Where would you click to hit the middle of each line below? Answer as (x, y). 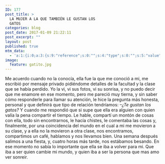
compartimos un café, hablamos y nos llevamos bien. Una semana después (82, 136)
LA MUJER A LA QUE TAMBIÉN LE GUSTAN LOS (53, 19)
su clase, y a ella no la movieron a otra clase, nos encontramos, (69, 131)
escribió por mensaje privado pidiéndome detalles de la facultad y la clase (80, 84)
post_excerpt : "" (23, 37)
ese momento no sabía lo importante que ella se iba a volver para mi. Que (80, 147)
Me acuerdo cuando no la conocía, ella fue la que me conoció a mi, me (77, 79)
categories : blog (23, 28)
